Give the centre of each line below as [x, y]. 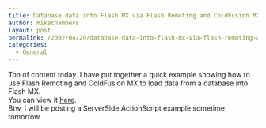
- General [31, 52]
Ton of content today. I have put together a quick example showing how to [129, 75]
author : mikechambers [44, 23]
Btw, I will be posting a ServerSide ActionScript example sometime [117, 108]
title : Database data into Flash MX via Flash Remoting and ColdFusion [129, 15]
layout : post [30, 30]
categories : [28, 45]
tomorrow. [25, 117]
